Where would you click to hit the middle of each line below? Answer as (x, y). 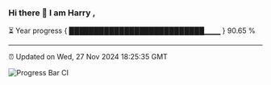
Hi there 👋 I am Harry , (52, 13)
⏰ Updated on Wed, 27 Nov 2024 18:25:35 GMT (88, 57)
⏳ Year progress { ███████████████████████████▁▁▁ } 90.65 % (132, 30)
